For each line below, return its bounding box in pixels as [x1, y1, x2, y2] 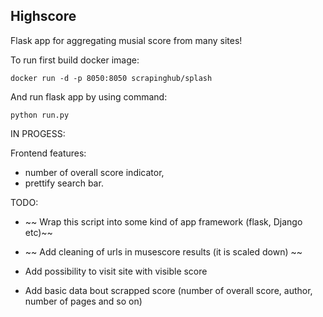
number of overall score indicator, [24, 166, 165, 178]
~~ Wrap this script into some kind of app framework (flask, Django [24, 215, 303, 228]
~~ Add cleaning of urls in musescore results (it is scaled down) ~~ [24, 245, 303, 258]
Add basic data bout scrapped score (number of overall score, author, [24, 284, 313, 296]
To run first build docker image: [10, 54, 140, 66]
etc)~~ [24, 226, 53, 238]
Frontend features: [10, 147, 87, 159]
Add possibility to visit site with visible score [24, 265, 208, 277]
